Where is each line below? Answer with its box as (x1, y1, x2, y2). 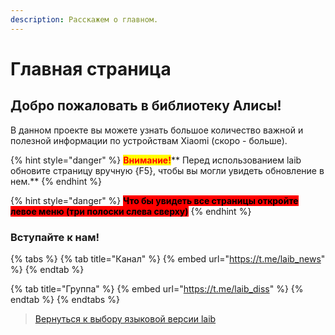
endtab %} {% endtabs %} (10, 293, 120, 305)
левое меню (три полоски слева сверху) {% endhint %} (10, 205, 252, 217)
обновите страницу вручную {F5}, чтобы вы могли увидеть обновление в (10, 164, 325, 176)
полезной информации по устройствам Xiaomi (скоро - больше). (10, 134, 288, 146)
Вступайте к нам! (10, 230, 100, 244)
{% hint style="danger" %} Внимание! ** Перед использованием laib (10, 154, 302, 166)
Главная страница (10, 57, 172, 80)
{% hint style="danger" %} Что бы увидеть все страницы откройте (10, 194, 299, 206)
